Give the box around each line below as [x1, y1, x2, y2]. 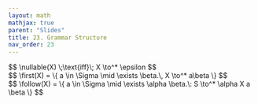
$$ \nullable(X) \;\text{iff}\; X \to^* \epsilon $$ [8, 62, 157, 72]
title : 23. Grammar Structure [8, 33, 108, 42]
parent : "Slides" [8, 26, 65, 34]
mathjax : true [8, 19, 55, 27]
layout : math [8, 11, 51, 20]
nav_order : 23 [8, 41, 55, 49]
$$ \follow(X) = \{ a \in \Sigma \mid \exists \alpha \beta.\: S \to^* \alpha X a [8, 80, 250, 89]
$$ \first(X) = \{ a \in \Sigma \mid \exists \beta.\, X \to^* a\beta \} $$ [8, 71, 228, 80]
